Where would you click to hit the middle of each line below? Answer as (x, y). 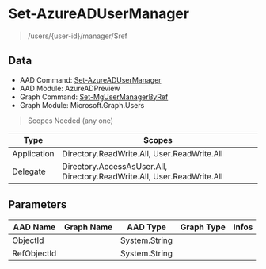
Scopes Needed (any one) (70, 121)
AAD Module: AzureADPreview (70, 88)
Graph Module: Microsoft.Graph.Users (82, 105)
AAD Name (34, 227)
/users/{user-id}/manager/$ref (78, 36)
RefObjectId (34, 253)
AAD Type (146, 227)
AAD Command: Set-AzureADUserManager (90, 79)
